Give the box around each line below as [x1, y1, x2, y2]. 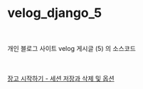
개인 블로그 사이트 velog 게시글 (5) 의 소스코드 [7, 44, 137, 52]
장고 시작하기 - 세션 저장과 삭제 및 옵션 [7, 74, 115, 83]
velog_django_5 [7, 5, 102, 21]
